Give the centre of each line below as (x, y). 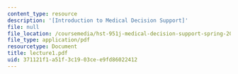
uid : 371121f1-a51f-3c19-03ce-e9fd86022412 (73, 60)
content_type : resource (42, 14)
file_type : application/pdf (49, 40)
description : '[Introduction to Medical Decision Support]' (98, 20)
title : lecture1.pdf (38, 54)
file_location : (30, 33)
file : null (23, 27)
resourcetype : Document (42, 47)
